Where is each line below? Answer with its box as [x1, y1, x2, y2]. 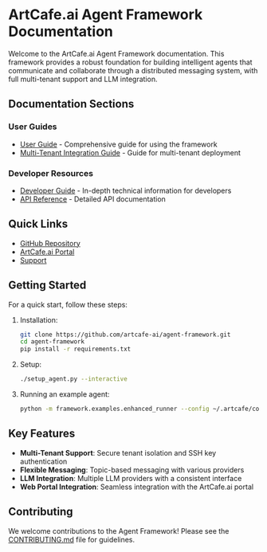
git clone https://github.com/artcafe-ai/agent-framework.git [19, 331, 231, 339]
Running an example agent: [19, 390, 110, 399]
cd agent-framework [19, 338, 85, 346]
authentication [19, 456, 68, 466]
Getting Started [8, 279, 87, 292]
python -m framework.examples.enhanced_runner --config [19, 405, 210, 413]
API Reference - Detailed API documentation [19, 194, 166, 204]
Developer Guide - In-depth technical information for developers [19, 186, 232, 195]
